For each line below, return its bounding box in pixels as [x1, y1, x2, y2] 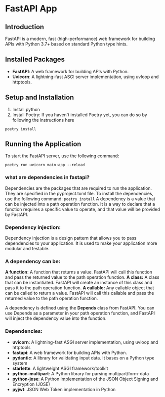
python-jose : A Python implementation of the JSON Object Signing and [12, 376, 159, 382]
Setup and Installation [5, 93, 74, 102]
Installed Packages [5, 55, 65, 64]
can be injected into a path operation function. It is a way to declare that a [5, 201, 155, 207]
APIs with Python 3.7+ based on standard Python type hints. [5, 41, 128, 47]
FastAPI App [5, 3, 57, 14]
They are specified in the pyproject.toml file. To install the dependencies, [5, 190, 154, 196]
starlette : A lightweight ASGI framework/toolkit [12, 365, 108, 371]
